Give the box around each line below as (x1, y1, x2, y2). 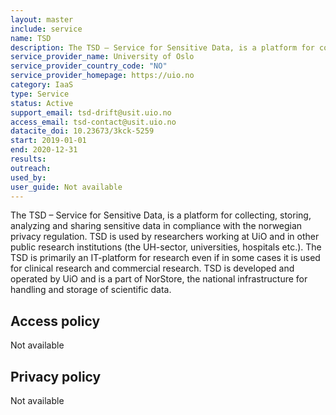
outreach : (10, 163, 52, 173)
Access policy (10, 312, 101, 330)
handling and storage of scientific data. (10, 284, 172, 296)
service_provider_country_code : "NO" (10, 61, 168, 71)
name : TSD (10, 33, 52, 43)
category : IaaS (10, 80, 74, 90)
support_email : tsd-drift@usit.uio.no (10, 107, 172, 118)
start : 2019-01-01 (10, 136, 87, 146)
